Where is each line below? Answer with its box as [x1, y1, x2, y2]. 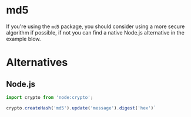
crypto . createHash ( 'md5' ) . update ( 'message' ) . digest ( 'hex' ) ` [6, 105, 157, 111]
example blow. [6, 35, 41, 42]
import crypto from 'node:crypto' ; [6, 94, 93, 100]
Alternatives [6, 56, 68, 69]
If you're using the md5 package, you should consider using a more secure [6, 23, 185, 30]
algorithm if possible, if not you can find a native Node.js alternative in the [6, 29, 185, 36]
